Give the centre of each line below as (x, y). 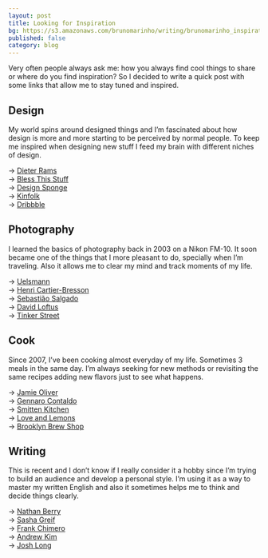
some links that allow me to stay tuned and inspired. (94, 86)
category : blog (33, 46)
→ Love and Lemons (42, 417)
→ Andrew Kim (33, 537)
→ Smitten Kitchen (39, 409)
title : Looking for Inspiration (62, 23)
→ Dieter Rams (33, 170)
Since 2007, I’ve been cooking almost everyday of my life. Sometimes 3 (126, 360)
